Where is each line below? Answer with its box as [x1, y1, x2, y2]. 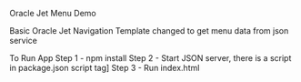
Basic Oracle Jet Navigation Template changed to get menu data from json [9, 26, 289, 36]
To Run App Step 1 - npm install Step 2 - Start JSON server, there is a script [9, 53, 292, 63]
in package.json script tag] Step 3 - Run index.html [9, 63, 200, 73]
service [9, 36, 38, 46]
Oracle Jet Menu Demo [9, 8, 97, 18]
